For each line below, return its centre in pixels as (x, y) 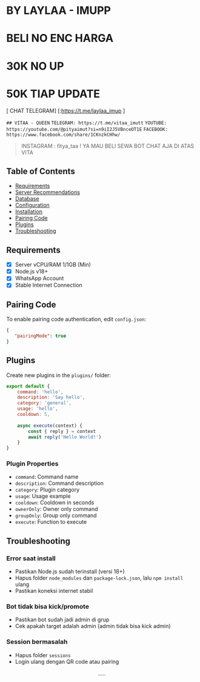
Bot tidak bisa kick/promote (48, 607)
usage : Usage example (43, 496)
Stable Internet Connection (49, 285)
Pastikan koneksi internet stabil (54, 591)
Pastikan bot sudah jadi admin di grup (62, 620)
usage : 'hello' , (38, 409)
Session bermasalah (37, 642)
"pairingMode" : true (40, 336)
